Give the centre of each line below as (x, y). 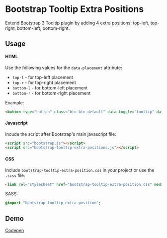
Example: (15, 102)
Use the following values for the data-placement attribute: (64, 68)
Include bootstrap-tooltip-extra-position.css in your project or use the (80, 170)
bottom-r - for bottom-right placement (51, 93)
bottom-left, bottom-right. (43, 28)
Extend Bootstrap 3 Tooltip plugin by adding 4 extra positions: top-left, (77, 23)
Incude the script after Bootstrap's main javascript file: (61, 134)
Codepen (15, 231)
